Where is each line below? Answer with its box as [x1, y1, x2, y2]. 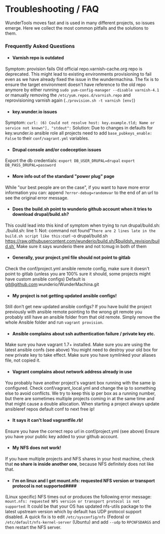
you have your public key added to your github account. [5, 433, 119, 439]
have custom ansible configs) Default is [5, 276, 85, 282]
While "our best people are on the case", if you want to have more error [5, 184, 150, 190]
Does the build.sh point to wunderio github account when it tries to [12, 206, 152, 212]
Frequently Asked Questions [5, 42, 75, 49]
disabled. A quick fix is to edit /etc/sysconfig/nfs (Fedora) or [5, 514, 130, 520]
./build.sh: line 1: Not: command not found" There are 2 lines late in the [5, 227, 156, 233]
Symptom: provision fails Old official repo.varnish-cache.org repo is [5, 66, 143, 72]
